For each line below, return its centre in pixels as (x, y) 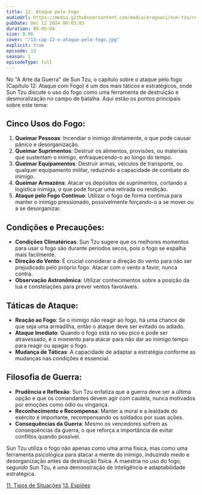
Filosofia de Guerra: (44, 377)
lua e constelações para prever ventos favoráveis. (77, 287)
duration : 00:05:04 (31, 29)
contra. (24, 274)
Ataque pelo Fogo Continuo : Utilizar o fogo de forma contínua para (98, 195)
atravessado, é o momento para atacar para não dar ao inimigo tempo (101, 339)
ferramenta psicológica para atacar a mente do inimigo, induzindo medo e (98, 454)
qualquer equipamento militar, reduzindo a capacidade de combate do (102, 170)
